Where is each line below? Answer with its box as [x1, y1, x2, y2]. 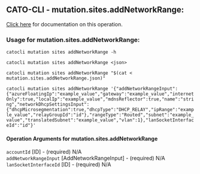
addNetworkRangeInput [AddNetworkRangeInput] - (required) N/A [6, 155, 166, 162]
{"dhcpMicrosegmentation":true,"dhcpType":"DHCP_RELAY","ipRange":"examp [6, 107, 195, 113]
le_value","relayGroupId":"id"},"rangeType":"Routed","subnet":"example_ [6, 112, 195, 118]
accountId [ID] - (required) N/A [6, 148, 82, 155]
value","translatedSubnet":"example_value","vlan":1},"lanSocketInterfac [6, 117, 195, 123]
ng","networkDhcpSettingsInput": [6, 102, 90, 108]
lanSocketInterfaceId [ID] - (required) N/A [6, 161, 111, 168]
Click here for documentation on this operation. [6, 20, 123, 28]
